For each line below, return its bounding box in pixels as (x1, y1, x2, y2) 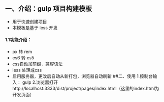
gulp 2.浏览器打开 (22, 79, 58, 85)
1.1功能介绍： (5, 37, 32, 43)
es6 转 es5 (12, 55, 34, 61)
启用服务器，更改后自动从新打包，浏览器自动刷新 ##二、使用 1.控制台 (12, 73, 153, 79)
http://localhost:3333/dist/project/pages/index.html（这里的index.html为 (12, 85, 159, 92)
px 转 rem (12, 49, 33, 55)
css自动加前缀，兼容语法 (12, 61, 63, 67)
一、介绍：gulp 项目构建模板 (5, 4, 92, 13)
